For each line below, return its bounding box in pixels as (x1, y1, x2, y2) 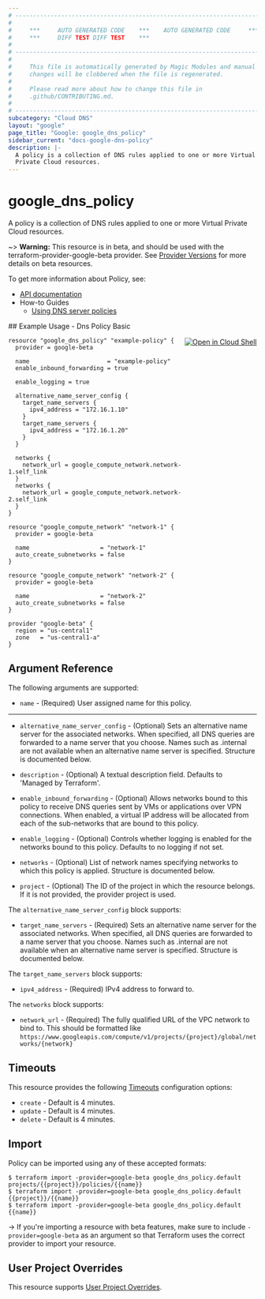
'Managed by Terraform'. (19, 778, 101, 788)
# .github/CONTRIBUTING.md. (8, 92, 114, 100)
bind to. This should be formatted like (19, 1023, 142, 1032)
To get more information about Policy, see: (8, 274, 146, 284)
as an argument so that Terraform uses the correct (80, 1230, 245, 1240)
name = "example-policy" (15, 358, 171, 365)
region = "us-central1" (15, 627, 93, 635)
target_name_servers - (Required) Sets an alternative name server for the (19, 920, 257, 930)
